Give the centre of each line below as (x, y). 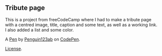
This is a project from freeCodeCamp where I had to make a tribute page (78, 19)
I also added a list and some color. (40, 30)
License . (14, 48)
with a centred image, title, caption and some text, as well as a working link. (81, 25)
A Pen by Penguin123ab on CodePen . (43, 39)
